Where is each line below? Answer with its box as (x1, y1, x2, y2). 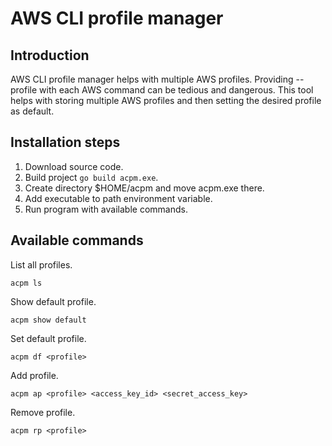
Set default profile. (10, 332, 87, 344)
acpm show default (10, 315, 87, 325)
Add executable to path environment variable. (24, 192, 213, 204)
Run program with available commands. (24, 203, 188, 215)
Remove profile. (10, 406, 76, 418)
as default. (10, 105, 55, 117)
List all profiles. (10, 258, 73, 271)
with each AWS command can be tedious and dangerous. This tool (39, 84, 314, 96)
